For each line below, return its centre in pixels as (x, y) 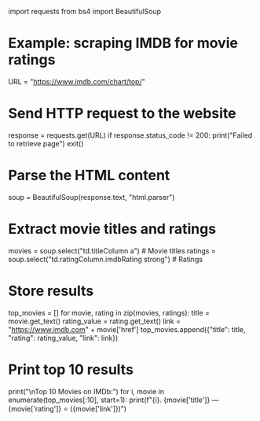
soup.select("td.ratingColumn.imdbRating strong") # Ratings (105, 259)
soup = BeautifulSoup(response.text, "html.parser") (92, 197)
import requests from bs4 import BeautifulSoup (85, 11)
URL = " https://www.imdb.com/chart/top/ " (77, 81)
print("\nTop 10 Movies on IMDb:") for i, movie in (86, 391)
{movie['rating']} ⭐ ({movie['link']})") (68, 408)
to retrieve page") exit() (46, 143)
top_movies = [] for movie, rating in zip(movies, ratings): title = (109, 312)
